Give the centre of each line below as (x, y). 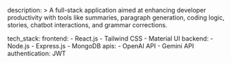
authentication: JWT (37, 53)
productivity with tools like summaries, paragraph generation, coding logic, (116, 17)
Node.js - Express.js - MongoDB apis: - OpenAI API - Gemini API (101, 46)
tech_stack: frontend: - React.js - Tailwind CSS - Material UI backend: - (110, 38)
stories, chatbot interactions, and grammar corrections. (87, 25)
